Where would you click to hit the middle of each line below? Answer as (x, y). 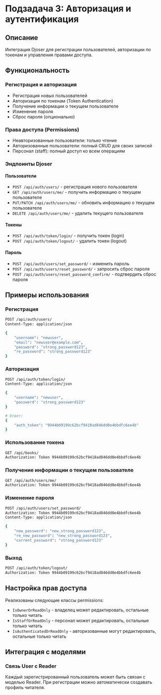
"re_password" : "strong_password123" (53, 351)
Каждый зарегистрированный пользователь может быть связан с (75, 677)
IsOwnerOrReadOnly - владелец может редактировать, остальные (80, 610)
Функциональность (38, 70)
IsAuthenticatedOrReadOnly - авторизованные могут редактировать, (84, 631)
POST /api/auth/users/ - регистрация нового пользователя (75, 187)
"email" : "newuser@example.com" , (49, 342)
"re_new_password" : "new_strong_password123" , (63, 536)
